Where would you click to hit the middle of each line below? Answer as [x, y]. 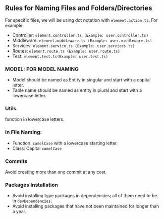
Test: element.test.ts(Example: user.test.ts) [60, 56]
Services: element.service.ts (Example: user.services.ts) [74, 45]
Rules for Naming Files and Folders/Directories [79, 8]
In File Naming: [24, 132]
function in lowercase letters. [35, 119]
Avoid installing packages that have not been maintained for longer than [86, 206]
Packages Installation [32, 185]
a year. [19, 212]
